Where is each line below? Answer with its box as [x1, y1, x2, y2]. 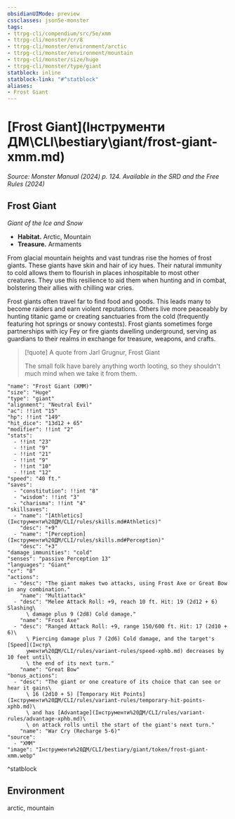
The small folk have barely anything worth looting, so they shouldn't [24, 362, 221, 370]
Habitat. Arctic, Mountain [17, 232, 91, 241]
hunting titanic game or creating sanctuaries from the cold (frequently [7, 312, 209, 320]
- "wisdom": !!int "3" [13, 493, 80, 500]
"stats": [7, 432, 33, 439]
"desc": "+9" [20, 524, 58, 531]
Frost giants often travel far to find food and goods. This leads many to [7, 297, 212, 305]
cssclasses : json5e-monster [7, 17, 90, 24]
